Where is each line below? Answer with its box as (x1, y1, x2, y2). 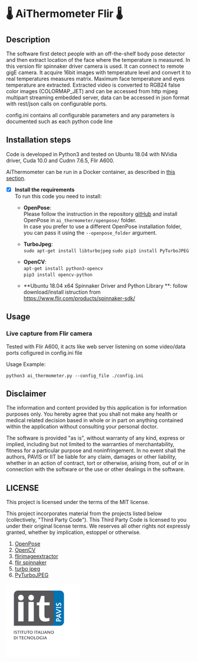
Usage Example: (6, 360, 46, 368)
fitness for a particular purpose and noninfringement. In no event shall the (6, 447, 186, 454)
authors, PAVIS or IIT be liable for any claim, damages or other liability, (6, 453, 177, 460)
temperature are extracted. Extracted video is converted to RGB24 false (6, 81, 180, 88)
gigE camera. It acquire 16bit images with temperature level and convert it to (6, 69, 191, 76)
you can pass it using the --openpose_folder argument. (23, 229, 157, 236)
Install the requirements (14, 186, 75, 193)
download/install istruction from (23, 288, 101, 295)
